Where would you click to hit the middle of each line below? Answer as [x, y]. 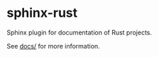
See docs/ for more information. [53, 46]
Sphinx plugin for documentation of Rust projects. [79, 32]
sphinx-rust [42, 13]
